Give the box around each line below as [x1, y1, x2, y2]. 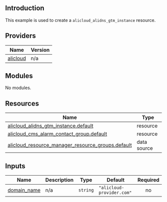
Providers [5, 32, 36, 40]
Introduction [5, 4, 45, 12]
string [78, 188, 94, 193]
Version [30, 46, 50, 53]
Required [137, 177, 160, 184]
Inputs [5, 162, 26, 170]
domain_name [7, 187, 41, 194]
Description [45, 177, 74, 184]
